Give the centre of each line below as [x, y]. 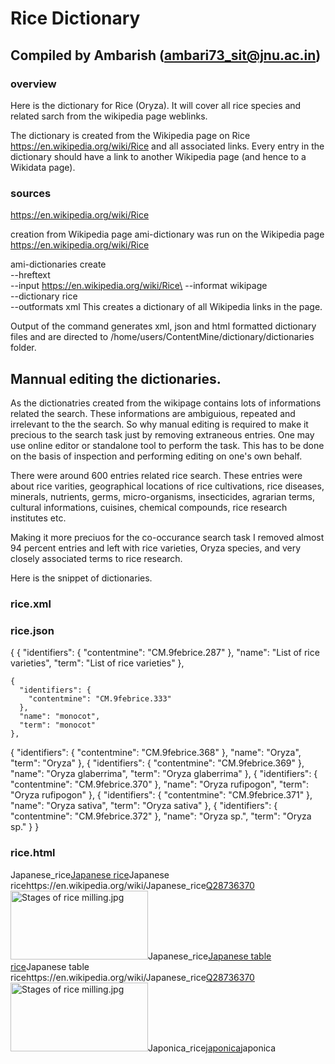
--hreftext [30, 275]
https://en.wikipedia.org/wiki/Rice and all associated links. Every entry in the [167, 146]
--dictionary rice [44, 296]
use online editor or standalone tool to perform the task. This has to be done [167, 445]
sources [31, 193]
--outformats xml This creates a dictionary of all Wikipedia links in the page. [166, 307]
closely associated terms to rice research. [96, 558]
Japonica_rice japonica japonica [212, 1048]
